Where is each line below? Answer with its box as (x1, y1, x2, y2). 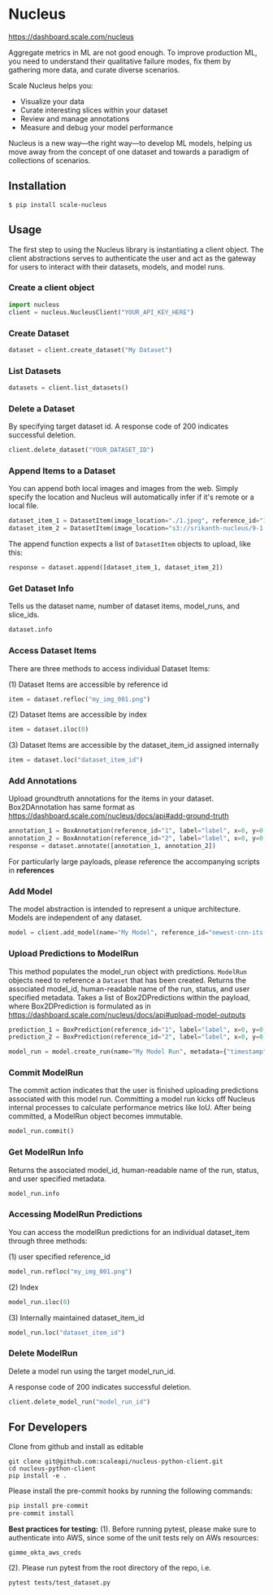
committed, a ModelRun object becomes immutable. (8, 1111, 184, 1121)
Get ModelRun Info (8, 1146, 84, 1158)
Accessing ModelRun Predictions (8, 1209, 143, 1220)
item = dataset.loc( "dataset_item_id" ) (8, 756, 144, 764)
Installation (8, 179, 67, 193)
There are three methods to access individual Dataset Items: (8, 663, 210, 673)
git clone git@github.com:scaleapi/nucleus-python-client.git (8, 1457, 223, 1466)
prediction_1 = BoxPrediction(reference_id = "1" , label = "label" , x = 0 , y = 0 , (8, 1026, 267, 1034)
